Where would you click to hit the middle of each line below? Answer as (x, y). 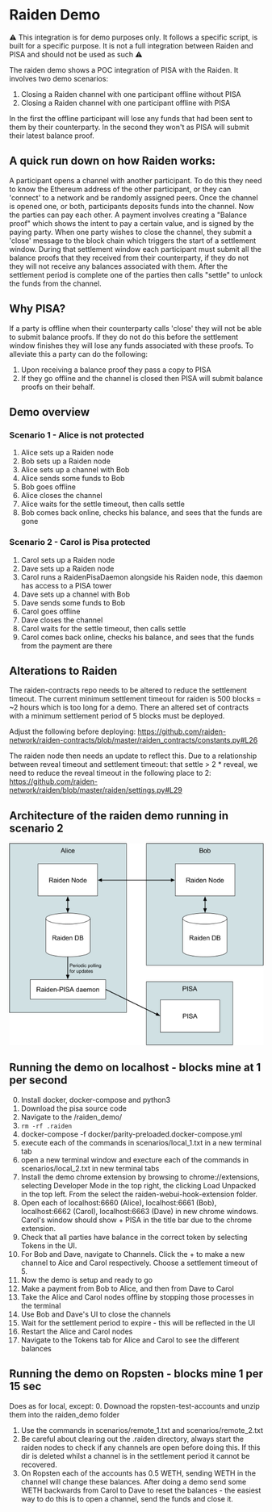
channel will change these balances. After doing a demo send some (134, 1481)
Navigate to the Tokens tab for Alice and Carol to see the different (130, 1340)
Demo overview (50, 412)
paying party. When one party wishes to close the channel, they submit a (131, 232)
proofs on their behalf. (58, 387)
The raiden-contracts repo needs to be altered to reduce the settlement (128, 690)
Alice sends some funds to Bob (73, 479)
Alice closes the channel (62, 496)
